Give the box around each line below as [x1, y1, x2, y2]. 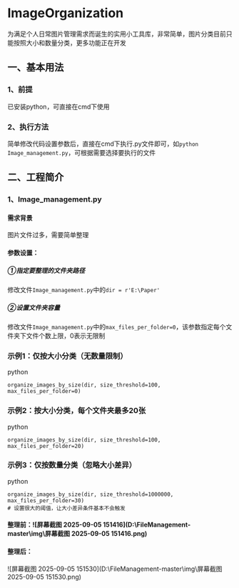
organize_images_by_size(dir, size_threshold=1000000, [7, 491, 174, 498]
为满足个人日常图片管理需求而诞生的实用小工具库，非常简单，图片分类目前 [7, 29, 226, 38]
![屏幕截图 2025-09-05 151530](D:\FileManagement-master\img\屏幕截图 [7, 564, 223, 573]
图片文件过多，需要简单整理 [7, 231, 89, 239]
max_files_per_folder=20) [7, 442, 84, 449]
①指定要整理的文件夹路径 [7, 266, 86, 274]
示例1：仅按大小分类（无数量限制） [7, 351, 128, 361]
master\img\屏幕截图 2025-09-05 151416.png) [7, 529, 148, 538]
